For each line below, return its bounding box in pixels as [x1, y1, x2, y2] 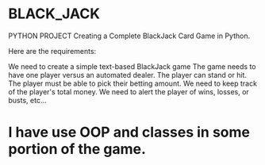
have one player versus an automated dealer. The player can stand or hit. [8, 70, 248, 79]
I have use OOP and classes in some [8, 124, 251, 141]
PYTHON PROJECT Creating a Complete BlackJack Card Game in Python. [8, 31, 251, 40]
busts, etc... [8, 95, 47, 105]
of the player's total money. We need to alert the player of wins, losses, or [8, 86, 250, 96]
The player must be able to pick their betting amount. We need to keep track [8, 79, 258, 88]
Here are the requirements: [8, 46, 97, 56]
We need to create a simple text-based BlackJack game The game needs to [8, 61, 256, 71]
